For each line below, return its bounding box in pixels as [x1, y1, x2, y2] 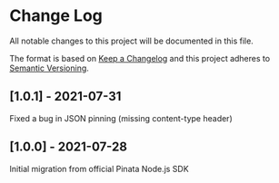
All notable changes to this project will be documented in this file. [9, 35, 254, 46]
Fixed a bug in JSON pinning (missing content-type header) [9, 112, 234, 123]
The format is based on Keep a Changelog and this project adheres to [9, 53, 271, 63]
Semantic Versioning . [9, 63, 89, 73]
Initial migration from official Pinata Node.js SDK [9, 163, 189, 174]
